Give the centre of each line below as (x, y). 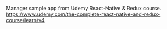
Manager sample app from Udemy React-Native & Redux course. (84, 8)
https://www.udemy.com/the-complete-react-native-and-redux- (83, 14)
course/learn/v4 (25, 20)
